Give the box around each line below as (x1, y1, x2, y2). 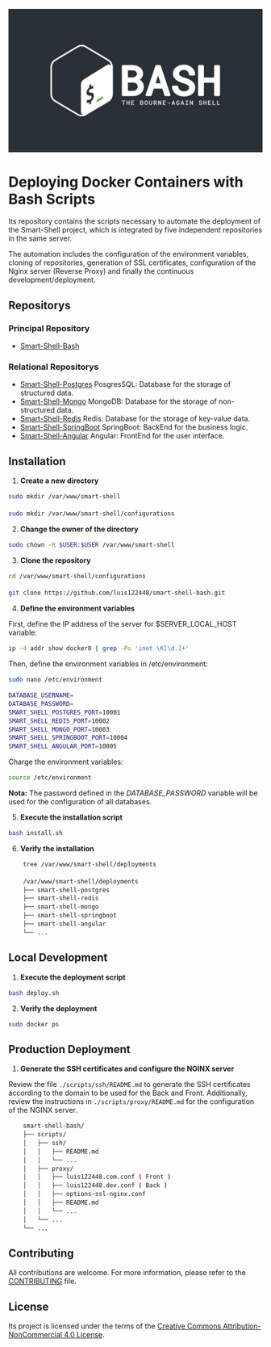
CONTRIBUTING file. (8, 1277, 77, 1286)
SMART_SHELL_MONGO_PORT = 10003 (8, 725, 110, 733)
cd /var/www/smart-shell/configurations (8, 572, 147, 580)
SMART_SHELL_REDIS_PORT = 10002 (8, 716, 110, 725)
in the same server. (8, 233, 73, 243)
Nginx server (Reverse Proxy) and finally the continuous (8, 266, 194, 276)
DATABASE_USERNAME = (8, 691, 74, 699)
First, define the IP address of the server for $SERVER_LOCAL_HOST (8, 619, 237, 629)
